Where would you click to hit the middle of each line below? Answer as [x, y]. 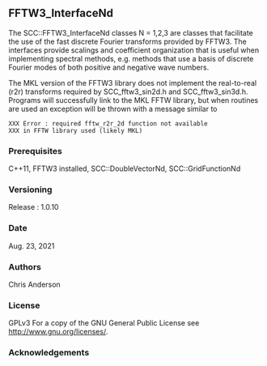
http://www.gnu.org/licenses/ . [58, 332]
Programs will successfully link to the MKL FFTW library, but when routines [133, 100]
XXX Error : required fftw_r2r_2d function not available [108, 123]
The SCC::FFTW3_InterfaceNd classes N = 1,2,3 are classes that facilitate [131, 32]
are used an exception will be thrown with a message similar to [113, 109]
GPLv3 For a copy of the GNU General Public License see [104, 323]
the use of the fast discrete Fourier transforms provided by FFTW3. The [127, 41]
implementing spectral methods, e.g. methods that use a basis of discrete [131, 58]
